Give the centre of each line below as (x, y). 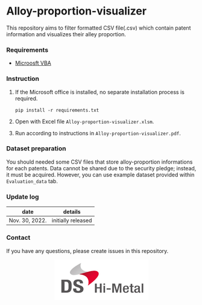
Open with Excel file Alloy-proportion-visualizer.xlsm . (84, 121)
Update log (23, 196)
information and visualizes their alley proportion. (66, 34)
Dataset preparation (36, 149)
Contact (18, 238)
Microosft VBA (33, 63)
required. (26, 98)
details (72, 211)
